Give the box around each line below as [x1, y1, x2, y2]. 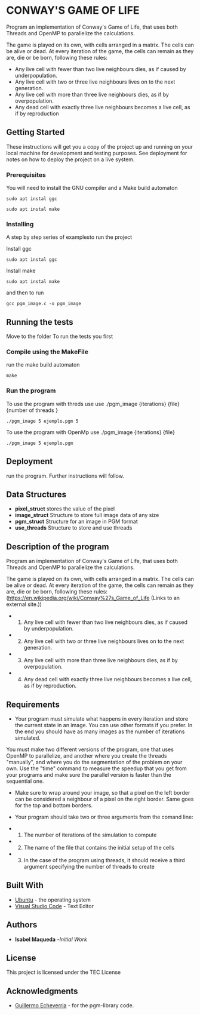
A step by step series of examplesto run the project [6, 233, 133, 241]
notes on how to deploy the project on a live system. [6, 156, 135, 163]
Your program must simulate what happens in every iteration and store [14, 715, 189, 722]
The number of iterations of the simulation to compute [23, 831, 157, 838]
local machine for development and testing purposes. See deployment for [6, 149, 187, 156]
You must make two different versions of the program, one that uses [6, 746, 174, 753]
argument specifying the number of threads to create [23, 863, 155, 870]
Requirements [6, 699, 60, 709]
